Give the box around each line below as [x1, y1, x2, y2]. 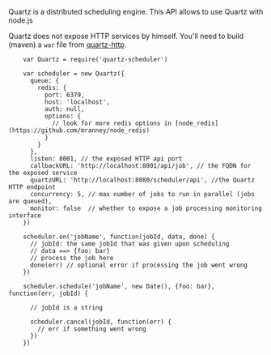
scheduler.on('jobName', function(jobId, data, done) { [23, 233, 216, 241]
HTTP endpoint [8, 183, 57, 191]
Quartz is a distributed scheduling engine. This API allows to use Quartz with [8, 7, 264, 16]
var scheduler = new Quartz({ [23, 70, 125, 78]
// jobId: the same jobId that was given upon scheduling [29, 240, 230, 248]
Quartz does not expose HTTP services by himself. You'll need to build [8, 32, 244, 41]
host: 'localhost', [44, 98, 111, 106]
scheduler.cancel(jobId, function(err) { [29, 318, 172, 326]
